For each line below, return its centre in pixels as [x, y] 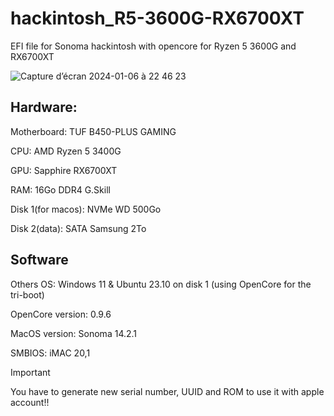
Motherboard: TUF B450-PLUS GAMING [93, 131]
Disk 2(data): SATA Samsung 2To [78, 228]
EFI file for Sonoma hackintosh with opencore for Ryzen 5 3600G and [153, 46]
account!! [30, 402]
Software [39, 260]
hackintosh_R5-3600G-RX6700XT [157, 18]
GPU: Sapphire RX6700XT [64, 170]
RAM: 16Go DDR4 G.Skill [60, 189]
